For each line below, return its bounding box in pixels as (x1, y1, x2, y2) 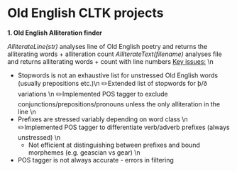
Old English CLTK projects (7, 5, 164, 21)
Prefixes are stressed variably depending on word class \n (17, 115, 188, 123)
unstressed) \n (17, 133, 61, 141)
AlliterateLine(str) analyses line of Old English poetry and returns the (7, 42, 208, 50)
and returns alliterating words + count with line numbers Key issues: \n (7, 57, 214, 65)
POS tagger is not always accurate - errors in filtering (17, 155, 174, 164)
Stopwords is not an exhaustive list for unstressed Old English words (17, 71, 219, 79)
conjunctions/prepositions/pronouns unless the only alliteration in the (17, 99, 221, 108)
